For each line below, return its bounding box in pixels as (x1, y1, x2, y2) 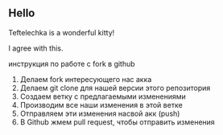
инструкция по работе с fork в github (8, 59, 135, 68)
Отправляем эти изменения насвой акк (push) (19, 108, 180, 118)
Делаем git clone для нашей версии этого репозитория (19, 83, 211, 92)
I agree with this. (8, 43, 64, 53)
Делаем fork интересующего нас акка (19, 74, 152, 84)
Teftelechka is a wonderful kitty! (8, 27, 115, 37)
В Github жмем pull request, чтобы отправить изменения (19, 117, 215, 127)
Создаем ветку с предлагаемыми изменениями (19, 92, 187, 101)
